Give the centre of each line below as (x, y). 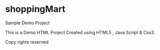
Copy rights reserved (27, 42)
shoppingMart (35, 9)
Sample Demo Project (27, 23)
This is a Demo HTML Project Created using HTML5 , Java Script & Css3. (80, 32)
